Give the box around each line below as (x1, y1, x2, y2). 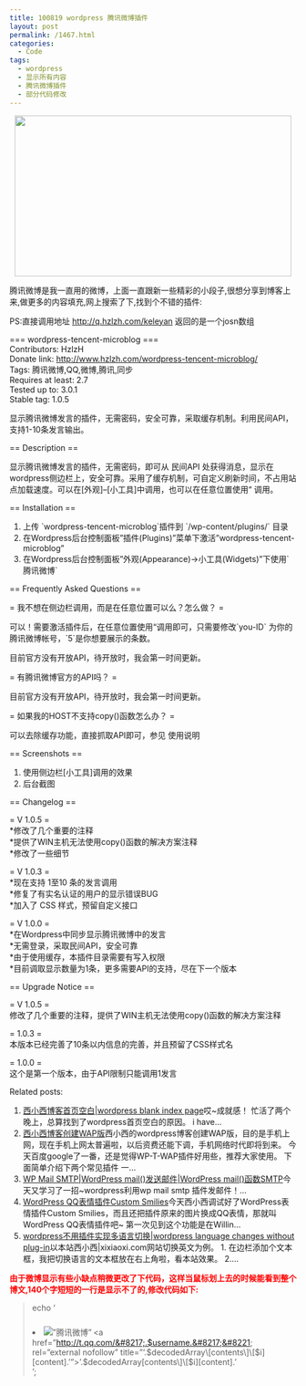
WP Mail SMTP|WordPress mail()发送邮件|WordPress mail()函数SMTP (22, 1173, 284, 1184)
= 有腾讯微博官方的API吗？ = (9, 672, 117, 683)
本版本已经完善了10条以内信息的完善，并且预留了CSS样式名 (9, 1038, 234, 1049)
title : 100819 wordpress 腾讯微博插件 (9, 13, 148, 23)
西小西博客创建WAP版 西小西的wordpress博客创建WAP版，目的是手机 (22, 1128, 282, 1139)
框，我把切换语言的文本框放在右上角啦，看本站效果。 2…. (22, 1253, 240, 1264)
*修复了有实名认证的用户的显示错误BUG (9, 888, 159, 899)
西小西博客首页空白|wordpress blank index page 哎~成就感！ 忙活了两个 (22, 1105, 291, 1116)
